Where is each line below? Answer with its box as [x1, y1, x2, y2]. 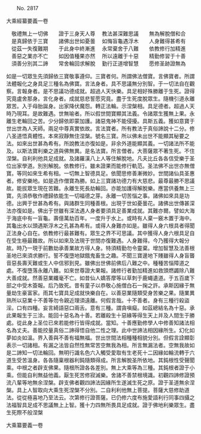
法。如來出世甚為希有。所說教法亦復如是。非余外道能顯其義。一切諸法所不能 [6, 140, 195, 147]
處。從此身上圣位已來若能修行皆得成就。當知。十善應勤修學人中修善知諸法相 [6, 319, 195, 326]
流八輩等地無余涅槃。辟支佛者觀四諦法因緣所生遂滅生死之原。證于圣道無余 [6, 379, 190, 386]
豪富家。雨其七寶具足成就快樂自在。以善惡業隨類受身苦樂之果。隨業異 [22, 289, 195, 297]
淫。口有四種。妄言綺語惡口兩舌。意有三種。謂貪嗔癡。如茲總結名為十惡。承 [6, 304, 195, 311]
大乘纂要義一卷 [6, 421, 43, 429]
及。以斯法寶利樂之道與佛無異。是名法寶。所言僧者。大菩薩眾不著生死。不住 [6, 148, 195, 154]
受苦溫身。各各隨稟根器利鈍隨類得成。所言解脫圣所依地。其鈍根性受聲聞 [16, 357, 195, 363]
